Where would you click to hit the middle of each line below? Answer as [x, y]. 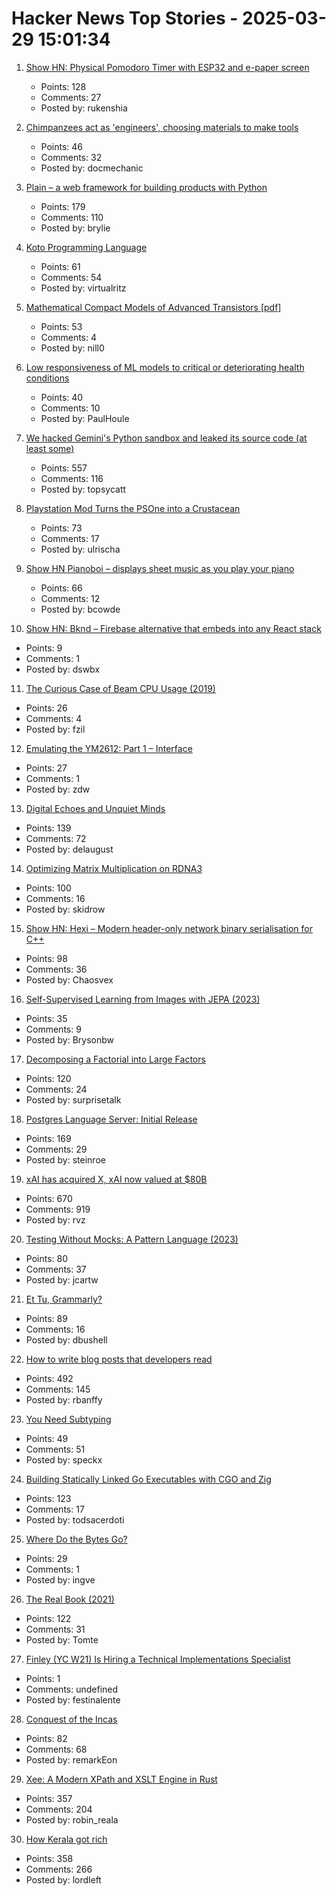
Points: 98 [46, 958]
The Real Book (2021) [70, 1599]
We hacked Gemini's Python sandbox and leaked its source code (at [166, 438]
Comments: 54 [71, 277]
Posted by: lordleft [63, 1879]
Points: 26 [46, 708]
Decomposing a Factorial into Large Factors [115, 1059]
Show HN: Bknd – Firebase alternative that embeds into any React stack [173, 628]
